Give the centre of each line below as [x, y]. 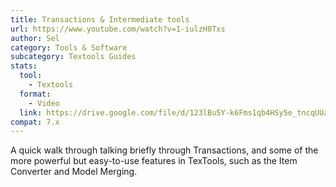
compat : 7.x [35, 122]
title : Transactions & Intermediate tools [100, 19]
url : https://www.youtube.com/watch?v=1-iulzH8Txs [118, 29]
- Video [44, 103]
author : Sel [35, 38]
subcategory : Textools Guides [73, 57]
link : [31, 112]
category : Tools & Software [69, 47]
